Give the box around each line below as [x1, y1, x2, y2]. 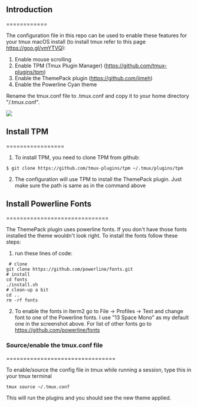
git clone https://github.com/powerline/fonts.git [6, 267, 133, 273]
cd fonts [6, 277, 28, 283]
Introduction [6, 5, 53, 15]
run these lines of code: [14, 250, 73, 257]
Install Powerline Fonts [6, 199, 91, 209]
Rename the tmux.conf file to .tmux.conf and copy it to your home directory [6, 92, 190, 99]
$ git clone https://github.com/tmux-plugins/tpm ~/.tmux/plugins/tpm [6, 165, 183, 171]
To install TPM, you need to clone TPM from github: [14, 153, 140, 161]
